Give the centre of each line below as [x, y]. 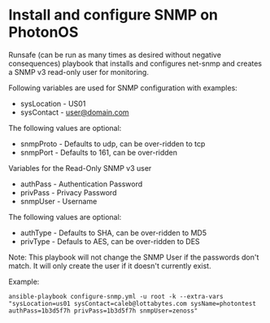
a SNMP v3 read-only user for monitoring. [78, 72]
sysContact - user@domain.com [74, 112]
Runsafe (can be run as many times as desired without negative [115, 55]
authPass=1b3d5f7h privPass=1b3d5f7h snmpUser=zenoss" [103, 311]
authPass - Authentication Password [81, 184]
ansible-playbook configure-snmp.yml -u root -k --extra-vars [116, 296]
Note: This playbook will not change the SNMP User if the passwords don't [134, 257]
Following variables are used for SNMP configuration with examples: [123, 88]
